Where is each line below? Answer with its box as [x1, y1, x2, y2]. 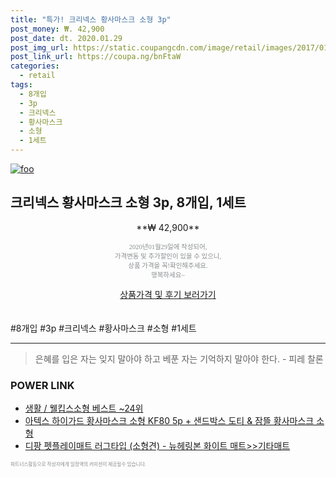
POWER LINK [10, 378, 75, 392]
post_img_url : [10, 42, 70, 53]
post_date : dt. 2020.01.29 [10, 33, 123, 43]
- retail [19, 71, 56, 81]
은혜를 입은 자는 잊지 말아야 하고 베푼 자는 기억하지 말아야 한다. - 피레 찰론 [34, 352, 324, 365]
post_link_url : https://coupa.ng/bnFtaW [10, 52, 182, 62]
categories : [10, 61, 60, 71]
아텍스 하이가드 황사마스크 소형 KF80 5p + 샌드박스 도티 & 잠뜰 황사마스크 [24, 415, 315, 427]
